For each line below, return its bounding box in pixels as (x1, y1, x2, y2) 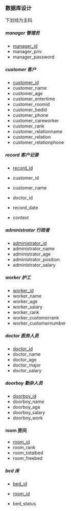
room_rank (12, 444, 36, 451)
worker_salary (12, 304, 42, 310)
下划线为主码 (5, 17, 32, 24)
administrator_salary (12, 262, 56, 268)
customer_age (12, 91, 43, 97)
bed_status (12, 501, 36, 507)
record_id (12, 165, 33, 171)
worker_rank (12, 309, 39, 315)
